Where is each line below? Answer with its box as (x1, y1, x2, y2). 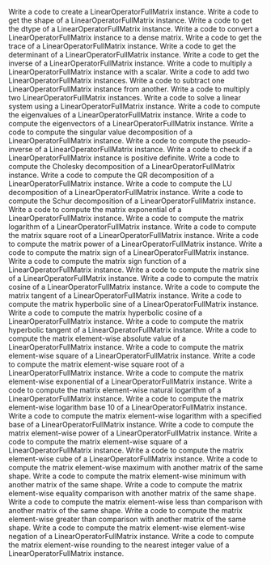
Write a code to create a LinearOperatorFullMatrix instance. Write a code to (8, 7, 259, 16)
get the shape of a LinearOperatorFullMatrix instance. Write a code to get (8, 15, 252, 25)
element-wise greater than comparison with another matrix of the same (8, 514, 247, 524)
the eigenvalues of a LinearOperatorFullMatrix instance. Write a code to (8, 110, 247, 120)
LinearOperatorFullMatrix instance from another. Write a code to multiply (8, 84, 251, 94)
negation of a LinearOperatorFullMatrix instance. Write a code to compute (8, 532, 255, 541)
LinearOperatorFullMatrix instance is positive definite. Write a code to (8, 153, 240, 163)
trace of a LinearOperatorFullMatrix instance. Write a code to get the (8, 41, 236, 51)
